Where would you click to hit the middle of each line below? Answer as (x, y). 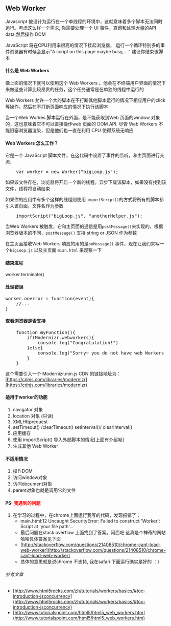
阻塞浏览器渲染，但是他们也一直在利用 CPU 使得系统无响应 (71, 131)
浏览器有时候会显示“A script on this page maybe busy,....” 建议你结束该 (84, 51)
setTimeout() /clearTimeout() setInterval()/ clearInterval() (72, 427)
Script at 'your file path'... (47, 527)
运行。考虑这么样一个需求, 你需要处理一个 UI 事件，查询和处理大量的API (81, 28)
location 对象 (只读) (33, 416)
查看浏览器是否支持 (26, 321)
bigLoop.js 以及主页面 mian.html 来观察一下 (56, 250)
